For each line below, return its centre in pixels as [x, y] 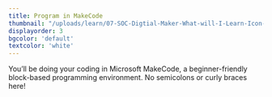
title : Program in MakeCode [56, 16]
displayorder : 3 [36, 31]
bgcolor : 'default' [41, 38]
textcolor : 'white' [41, 46]
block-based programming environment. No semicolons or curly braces [128, 78]
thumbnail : [27, 23]
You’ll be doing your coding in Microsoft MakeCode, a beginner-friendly [128, 69]
